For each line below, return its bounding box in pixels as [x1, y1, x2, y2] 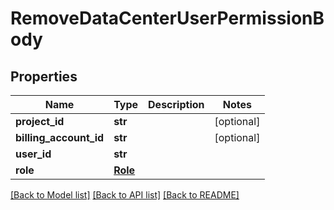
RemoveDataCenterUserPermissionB [10, 7, 325, 30]
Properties [10, 68, 78, 85]
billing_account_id [15, 131, 105, 144]
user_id [15, 147, 52, 161]
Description [148, 98, 205, 111]
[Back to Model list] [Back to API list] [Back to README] [10, 189, 240, 201]
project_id [15, 115, 65, 128]
